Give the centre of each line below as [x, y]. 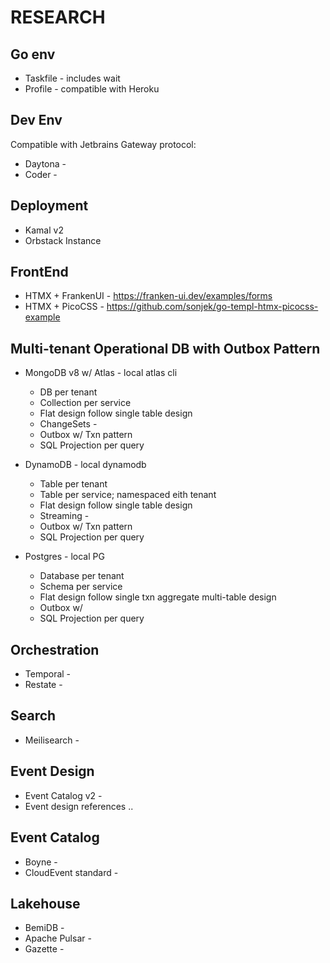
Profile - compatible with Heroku [92, 89]
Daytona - [45, 163]
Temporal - [48, 674]
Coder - [41, 174]
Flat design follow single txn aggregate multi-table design [158, 597]
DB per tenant [68, 392]
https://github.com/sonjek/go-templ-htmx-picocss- [212, 307]
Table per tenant [73, 484]
